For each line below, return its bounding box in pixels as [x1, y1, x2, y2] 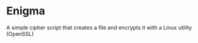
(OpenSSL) [6, 30, 34, 37]
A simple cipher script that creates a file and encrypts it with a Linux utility [6, 24, 193, 31]
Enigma [6, 4, 46, 18]
